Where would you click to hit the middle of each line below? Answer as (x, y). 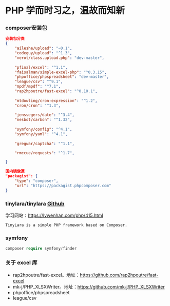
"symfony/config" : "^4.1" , (43, 129)
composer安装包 (26, 28)
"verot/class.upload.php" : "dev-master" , (59, 58)
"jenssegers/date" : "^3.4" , (44, 115)
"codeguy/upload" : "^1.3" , (43, 53)
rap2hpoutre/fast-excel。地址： (46, 275)
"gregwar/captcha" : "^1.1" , (44, 144)
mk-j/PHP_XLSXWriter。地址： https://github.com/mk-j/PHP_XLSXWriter (89, 287)
